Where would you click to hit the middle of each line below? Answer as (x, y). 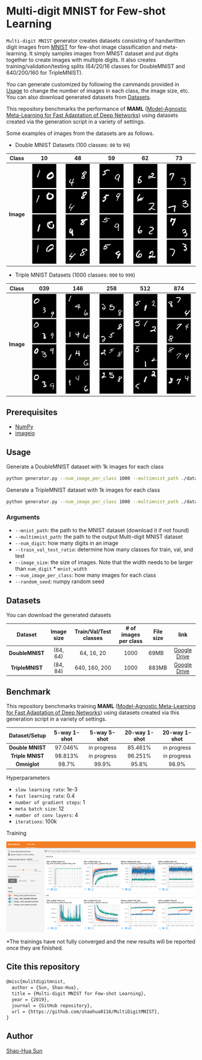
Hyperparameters (28, 777)
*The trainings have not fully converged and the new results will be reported (101, 941)
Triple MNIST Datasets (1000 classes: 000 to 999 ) (75, 275)
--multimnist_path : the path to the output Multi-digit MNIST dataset (99, 537)
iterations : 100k (36, 821)
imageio (25, 433)
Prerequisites (32, 412)
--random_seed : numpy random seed (60, 582)
